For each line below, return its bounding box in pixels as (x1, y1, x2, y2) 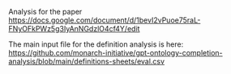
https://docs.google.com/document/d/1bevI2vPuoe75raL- (8, 15, 201, 25)
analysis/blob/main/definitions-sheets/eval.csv (8, 56, 165, 66)
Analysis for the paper (8, 7, 83, 16)
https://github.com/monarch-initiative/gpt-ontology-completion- (8, 48, 223, 57)
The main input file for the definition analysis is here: (8, 39, 184, 49)
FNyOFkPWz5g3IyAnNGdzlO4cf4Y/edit (8, 24, 140, 33)
